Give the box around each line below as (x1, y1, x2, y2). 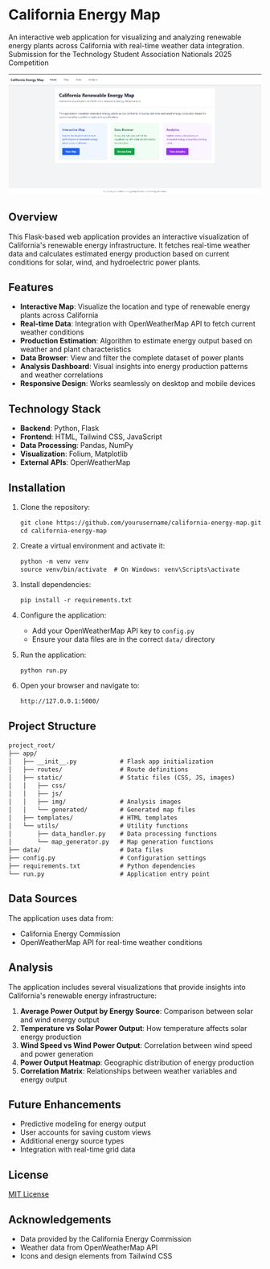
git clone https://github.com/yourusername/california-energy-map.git (19, 519, 262, 528)
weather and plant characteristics (19, 344, 132, 355)
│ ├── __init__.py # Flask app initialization (8, 758, 215, 766)
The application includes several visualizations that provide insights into (8, 982, 247, 992)
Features (8, 281, 54, 294)
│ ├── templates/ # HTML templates (8, 814, 178, 822)
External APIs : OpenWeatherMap (19, 458, 131, 467)
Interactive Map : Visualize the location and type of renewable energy (19, 302, 251, 311)
